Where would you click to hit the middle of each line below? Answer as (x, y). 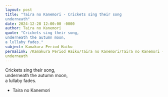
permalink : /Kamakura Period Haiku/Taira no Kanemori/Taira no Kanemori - (85, 51)
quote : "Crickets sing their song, (42, 33)
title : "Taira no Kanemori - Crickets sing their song (63, 14)
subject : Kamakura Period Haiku (39, 47)
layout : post (19, 10)
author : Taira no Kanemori (33, 28)
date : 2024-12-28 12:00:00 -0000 (40, 24)
